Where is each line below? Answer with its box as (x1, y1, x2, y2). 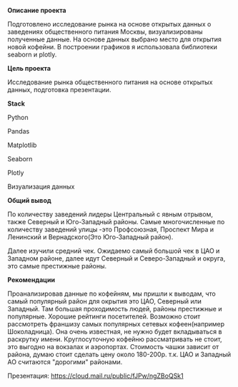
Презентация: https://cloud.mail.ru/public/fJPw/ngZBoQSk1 (7, 371, 184, 380)
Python (7, 114, 29, 121)
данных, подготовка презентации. (7, 86, 111, 94)
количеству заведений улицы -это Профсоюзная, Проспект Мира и (7, 225, 214, 233)
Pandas (7, 127, 30, 135)
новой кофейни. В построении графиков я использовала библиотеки (7, 43, 218, 51)
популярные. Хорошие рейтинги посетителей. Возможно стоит (7, 312, 201, 321)
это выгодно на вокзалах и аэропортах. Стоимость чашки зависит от (7, 343, 219, 351)
